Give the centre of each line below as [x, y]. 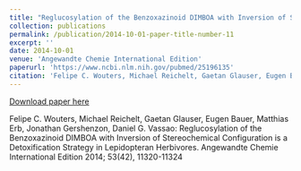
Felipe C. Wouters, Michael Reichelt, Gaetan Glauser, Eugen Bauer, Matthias [149, 118]
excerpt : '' [31, 43]
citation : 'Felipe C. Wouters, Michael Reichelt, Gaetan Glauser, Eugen [148, 76]
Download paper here [49, 101]
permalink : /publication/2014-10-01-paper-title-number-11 [122, 34]
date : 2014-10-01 [42, 51]
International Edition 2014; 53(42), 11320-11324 [96, 157]
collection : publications [57, 26]
